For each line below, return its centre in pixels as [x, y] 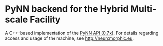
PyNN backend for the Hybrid [67, 9]
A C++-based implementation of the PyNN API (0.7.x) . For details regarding [82, 33]
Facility [45, 19]
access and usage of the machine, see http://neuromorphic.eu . [70, 38]
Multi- [143, 9]
